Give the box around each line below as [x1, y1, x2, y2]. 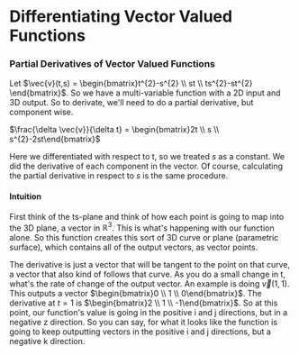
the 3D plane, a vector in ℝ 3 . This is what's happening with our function [9, 221, 275, 233]
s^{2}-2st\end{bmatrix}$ [9, 133, 101, 145]
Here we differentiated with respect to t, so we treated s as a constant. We [9, 151, 285, 162]
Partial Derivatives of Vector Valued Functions [9, 58, 216, 70]
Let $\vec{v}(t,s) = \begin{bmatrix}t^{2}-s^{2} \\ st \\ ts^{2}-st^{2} [9, 78, 253, 89]
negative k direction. [9, 336, 86, 347]
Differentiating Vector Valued [9, 6, 232, 27]
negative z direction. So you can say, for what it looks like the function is [9, 317, 277, 328]
